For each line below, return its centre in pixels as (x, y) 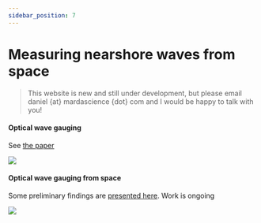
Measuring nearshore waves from (122, 54)
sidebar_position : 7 (42, 15)
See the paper (31, 145)
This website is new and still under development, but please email (135, 93)
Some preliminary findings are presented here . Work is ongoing (112, 195)
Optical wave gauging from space (65, 178)
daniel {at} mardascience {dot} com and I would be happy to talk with (141, 101)
